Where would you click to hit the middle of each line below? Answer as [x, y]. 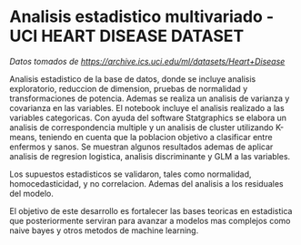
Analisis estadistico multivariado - [142, 17]
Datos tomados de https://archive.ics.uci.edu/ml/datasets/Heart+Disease [147, 61]
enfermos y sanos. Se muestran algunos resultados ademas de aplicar [141, 147]
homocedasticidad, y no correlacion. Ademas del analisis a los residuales [146, 183]
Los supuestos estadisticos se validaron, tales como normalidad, [130, 174]
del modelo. [32, 193]
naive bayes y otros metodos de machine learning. [104, 230]
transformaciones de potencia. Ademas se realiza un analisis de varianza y [150, 98]
